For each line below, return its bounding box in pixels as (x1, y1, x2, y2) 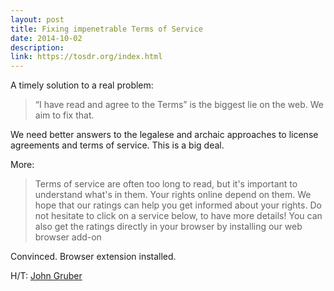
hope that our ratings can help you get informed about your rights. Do (34, 199, 322, 211)
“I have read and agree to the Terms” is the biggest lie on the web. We (34, 99, 324, 111)
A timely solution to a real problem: (10, 79, 154, 91)
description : (10, 42, 65, 53)
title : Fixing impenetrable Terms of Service (10, 24, 203, 34)
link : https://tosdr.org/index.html (10, 52, 163, 62)
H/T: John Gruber (10, 270, 83, 282)
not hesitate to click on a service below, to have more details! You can (34, 210, 323, 222)
